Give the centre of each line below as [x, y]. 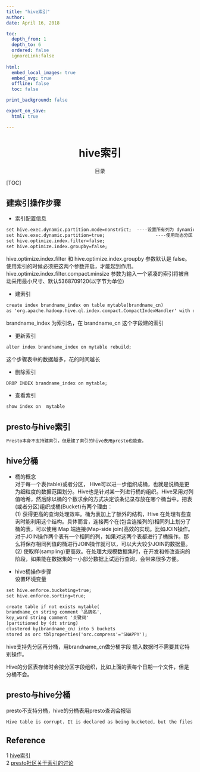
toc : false [25, 89]
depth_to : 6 [26, 45]
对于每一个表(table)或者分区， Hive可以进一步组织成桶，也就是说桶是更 [102, 484]
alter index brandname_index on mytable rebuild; [69, 347]
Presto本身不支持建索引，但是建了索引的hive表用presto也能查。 [76, 441]
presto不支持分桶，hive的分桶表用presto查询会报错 [69, 710]
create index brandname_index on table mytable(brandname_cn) [85, 305]
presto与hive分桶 [38, 695]
